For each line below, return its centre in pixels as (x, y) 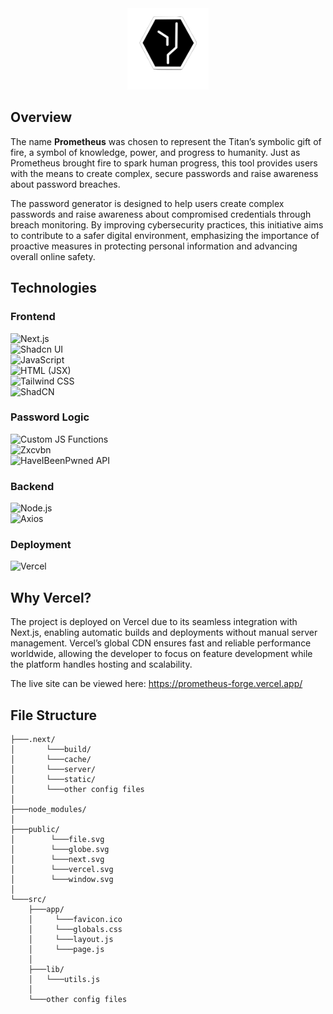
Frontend (33, 317)
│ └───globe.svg (60, 850)
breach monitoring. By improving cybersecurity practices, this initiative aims (167, 224)
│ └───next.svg (57, 860)
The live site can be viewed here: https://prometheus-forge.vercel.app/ (156, 684)
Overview (41, 117)
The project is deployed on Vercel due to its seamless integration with (154, 622)
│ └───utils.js (64, 980)
